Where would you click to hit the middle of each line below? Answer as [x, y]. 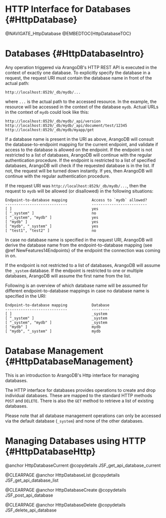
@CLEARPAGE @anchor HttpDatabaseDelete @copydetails [65, 505]
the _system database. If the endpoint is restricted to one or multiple [74, 270]
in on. [11, 256]
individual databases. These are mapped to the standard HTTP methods [79, 395]
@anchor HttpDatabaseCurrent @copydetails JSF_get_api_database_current [83, 465]
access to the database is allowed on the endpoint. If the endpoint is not [79, 150]
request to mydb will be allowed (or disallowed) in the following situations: [79, 191]
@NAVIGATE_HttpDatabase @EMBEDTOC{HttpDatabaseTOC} [68, 33]
